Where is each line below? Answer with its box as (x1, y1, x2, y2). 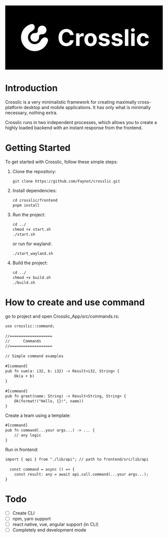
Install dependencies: (12, 187, 57, 193)
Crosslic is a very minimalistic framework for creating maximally (5, 99, 136, 105)
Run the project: (12, 211, 46, 218)
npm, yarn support (12, 515, 51, 521)
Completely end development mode (12, 526, 86, 533)
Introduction (5, 82, 58, 94)
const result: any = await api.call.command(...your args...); (14, 471, 149, 477)
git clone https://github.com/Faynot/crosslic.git (12, 179, 120, 184)
